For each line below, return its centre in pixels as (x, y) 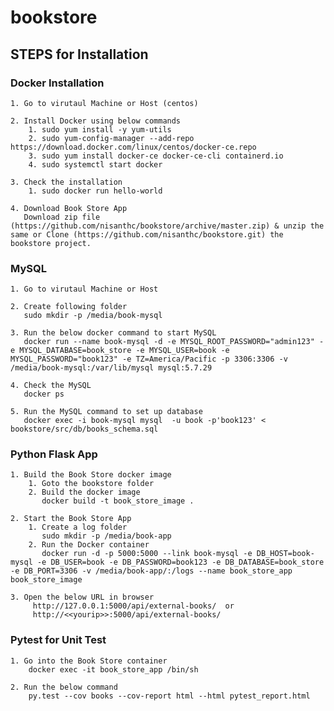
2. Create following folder (69, 307)
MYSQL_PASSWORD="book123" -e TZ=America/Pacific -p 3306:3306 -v (149, 359)
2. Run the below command (64, 687)
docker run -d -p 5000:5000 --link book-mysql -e (147, 554)
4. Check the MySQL (51, 386)
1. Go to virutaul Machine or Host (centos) (104, 103)
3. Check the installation (66, 182)
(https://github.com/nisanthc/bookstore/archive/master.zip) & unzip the (167, 226)
